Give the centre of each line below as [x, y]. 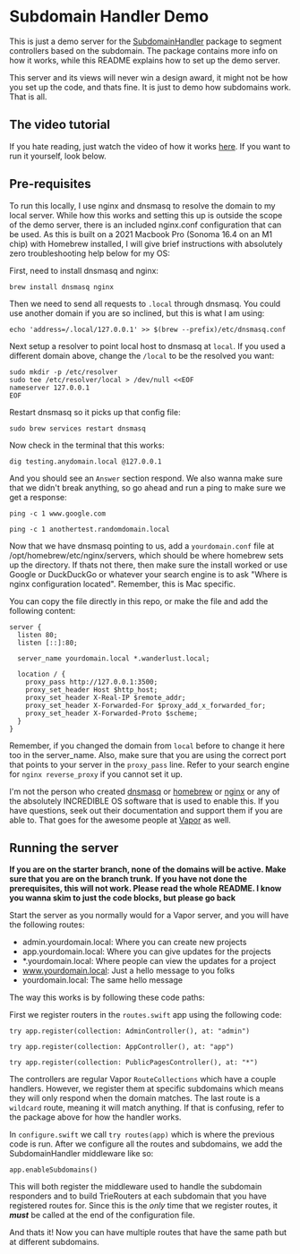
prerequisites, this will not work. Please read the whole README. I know [146, 889]
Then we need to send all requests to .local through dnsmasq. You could [145, 303]
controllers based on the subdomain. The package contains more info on [143, 50]
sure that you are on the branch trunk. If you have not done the [129, 879]
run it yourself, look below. [58, 156]
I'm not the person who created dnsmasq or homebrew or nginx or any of [145, 791]
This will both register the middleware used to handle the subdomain [136, 1187]
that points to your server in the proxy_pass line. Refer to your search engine [150, 764]
